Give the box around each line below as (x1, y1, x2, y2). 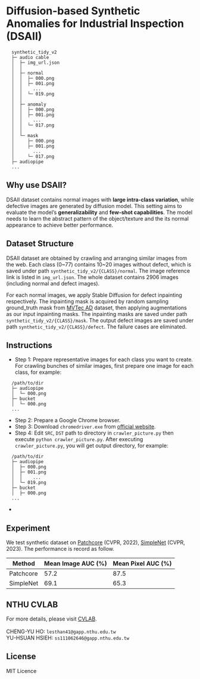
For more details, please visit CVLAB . (6, 615, 97, 622)
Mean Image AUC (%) (43, 559, 107, 568)
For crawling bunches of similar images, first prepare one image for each (14, 362, 194, 370)
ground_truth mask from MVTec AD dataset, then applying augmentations (6, 304, 187, 311)
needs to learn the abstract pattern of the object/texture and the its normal (6, 215, 189, 222)
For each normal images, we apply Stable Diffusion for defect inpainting (6, 291, 183, 299)
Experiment (6, 523, 51, 533)
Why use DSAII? (6, 180, 67, 190)
